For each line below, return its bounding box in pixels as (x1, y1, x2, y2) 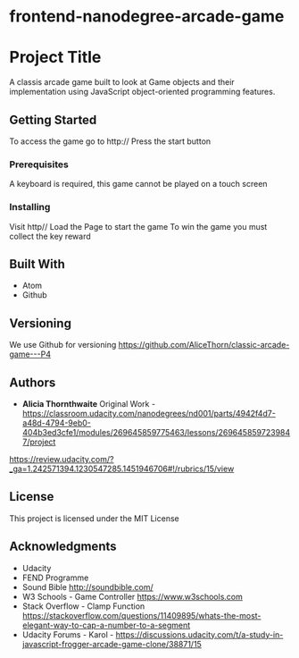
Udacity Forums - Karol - (21, 628, 114, 640)
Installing (9, 201, 51, 214)
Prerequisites (9, 158, 69, 171)
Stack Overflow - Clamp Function (21, 601, 145, 612)
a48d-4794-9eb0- (21, 418, 92, 428)
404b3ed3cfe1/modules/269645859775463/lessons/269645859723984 (21, 426, 291, 437)
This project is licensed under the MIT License (9, 512, 180, 524)
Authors (9, 375, 56, 390)
